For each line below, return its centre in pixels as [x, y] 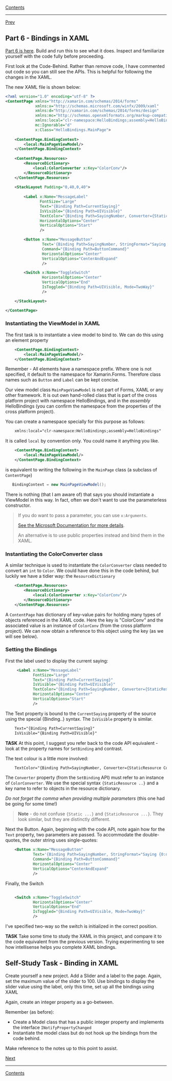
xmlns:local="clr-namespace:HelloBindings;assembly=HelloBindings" [88, 431]
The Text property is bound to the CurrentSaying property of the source [81, 713]
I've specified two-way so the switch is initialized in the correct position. [81, 926]
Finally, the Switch [25, 883]
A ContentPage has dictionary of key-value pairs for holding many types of [83, 614]
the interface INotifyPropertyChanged [52, 1027]
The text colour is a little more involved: [47, 758]
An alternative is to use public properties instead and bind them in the [91, 535]
